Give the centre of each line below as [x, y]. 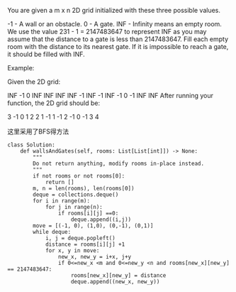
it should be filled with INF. [46, 54]
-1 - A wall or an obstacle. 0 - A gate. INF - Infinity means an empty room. [114, 24]
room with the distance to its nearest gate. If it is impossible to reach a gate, [118, 47]
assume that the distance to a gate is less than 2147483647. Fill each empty [118, 39]
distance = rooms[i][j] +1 [85, 244]
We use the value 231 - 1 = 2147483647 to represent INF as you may [107, 32]
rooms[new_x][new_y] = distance [118, 276]
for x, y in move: [72, 251]
